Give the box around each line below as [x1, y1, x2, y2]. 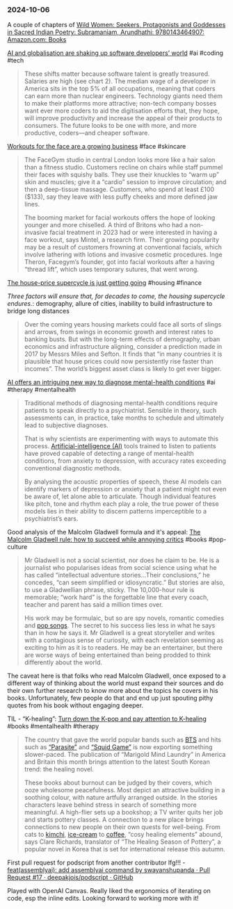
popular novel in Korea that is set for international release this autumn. [24, 845, 226, 853]
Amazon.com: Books [7, 35, 67, 44]
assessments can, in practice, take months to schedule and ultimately [24, 413, 225, 422]
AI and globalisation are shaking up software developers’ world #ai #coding [7, 49, 224, 57]
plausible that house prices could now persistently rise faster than [24, 357, 214, 366]
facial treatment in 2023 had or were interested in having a [49, 228, 218, 237]
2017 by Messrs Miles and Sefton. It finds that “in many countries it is [24, 350, 223, 359]
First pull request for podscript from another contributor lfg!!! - [7, 858, 186, 867]
